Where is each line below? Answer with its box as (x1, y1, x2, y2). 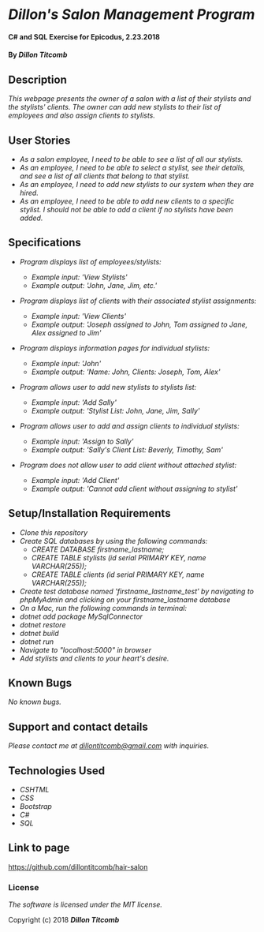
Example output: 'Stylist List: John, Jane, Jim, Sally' (31, 406, 200, 415)
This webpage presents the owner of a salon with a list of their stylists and (8, 94, 251, 103)
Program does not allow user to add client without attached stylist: (19, 460, 237, 470)
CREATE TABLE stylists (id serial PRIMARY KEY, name (31, 552, 206, 562)
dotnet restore (19, 619, 66, 629)
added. (19, 213, 43, 223)
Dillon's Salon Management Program (8, 6, 255, 24)
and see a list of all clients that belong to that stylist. (19, 171, 191, 181)
